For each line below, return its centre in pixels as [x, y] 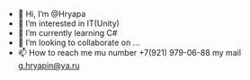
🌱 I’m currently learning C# [67, 33]
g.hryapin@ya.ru [49, 66]
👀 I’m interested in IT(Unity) [68, 23]
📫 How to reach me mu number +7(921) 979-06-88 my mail [129, 53]
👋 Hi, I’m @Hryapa [52, 14]
